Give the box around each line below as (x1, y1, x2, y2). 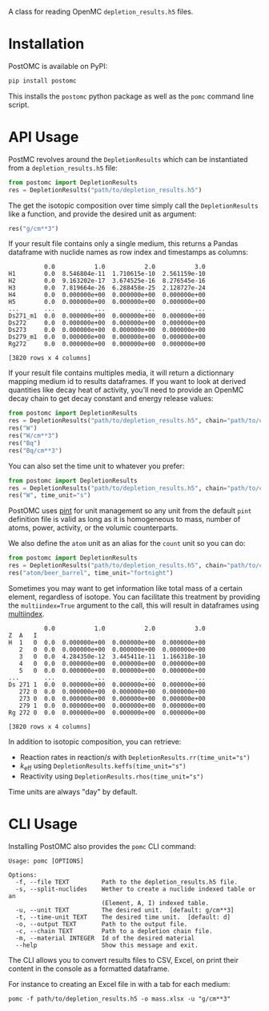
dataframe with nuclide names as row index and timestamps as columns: (8, 248, 248, 257)
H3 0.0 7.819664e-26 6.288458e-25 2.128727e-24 (8, 284, 206, 292)
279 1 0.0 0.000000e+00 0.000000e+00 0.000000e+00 (18, 702, 206, 710)
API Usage (8, 128, 79, 146)
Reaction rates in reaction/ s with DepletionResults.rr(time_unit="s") (19, 752, 251, 762)
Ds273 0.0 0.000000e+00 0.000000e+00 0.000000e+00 (8, 326, 206, 334)
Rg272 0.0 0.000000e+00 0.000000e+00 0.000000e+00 (8, 340, 206, 348)
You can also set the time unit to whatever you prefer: (8, 461, 185, 471)
